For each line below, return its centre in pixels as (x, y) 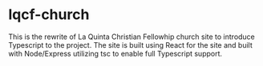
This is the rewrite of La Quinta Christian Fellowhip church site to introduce (131, 37)
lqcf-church (49, 15)
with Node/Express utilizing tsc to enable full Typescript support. (115, 53)
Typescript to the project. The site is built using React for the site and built (130, 45)
